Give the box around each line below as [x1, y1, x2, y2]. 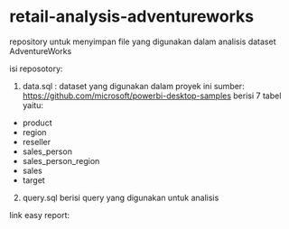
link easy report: [9, 209, 70, 220]
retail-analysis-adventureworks [9, 6, 255, 27]
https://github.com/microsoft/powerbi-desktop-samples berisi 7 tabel [22, 90, 282, 101]
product [22, 117, 52, 128]
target [22, 174, 45, 186]
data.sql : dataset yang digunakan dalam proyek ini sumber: [22, 80, 246, 91]
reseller [22, 136, 51, 147]
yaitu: [22, 99, 43, 110]
